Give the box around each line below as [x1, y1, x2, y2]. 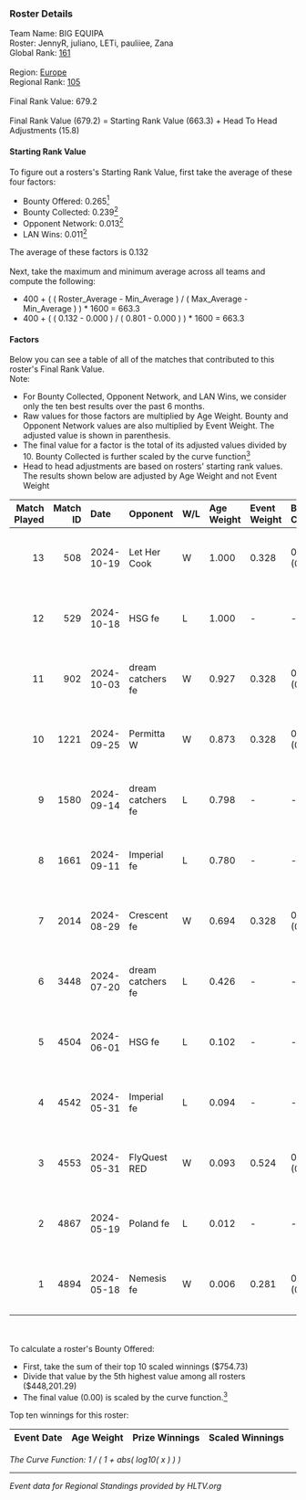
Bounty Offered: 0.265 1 [22, 194, 110, 206]
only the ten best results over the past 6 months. [22, 401, 205, 412]
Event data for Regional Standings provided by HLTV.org [9, 1480, 222, 1491]
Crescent [128, 908, 168, 921]
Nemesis [128, 1272, 167, 1284]
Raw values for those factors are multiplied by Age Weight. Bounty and [22, 410, 289, 422]
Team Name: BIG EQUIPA [9, 28, 105, 39]
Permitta [128, 727, 166, 740]
